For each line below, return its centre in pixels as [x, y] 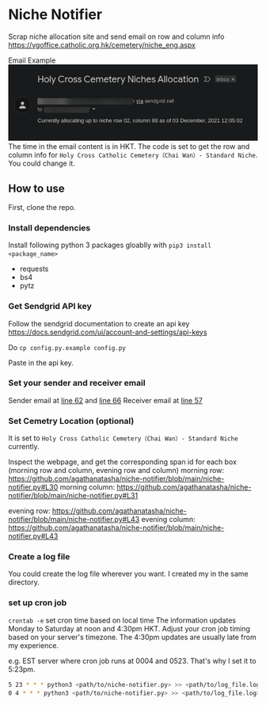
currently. [24, 447]
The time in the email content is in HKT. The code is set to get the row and [129, 147]
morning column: [87, 487]
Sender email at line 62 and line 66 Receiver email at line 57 [106, 400]
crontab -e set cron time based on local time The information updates [122, 620]
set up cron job [38, 603]
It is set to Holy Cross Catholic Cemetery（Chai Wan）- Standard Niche [123, 438]
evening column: [168, 520]
